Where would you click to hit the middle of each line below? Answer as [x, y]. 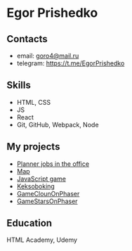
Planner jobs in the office [53, 164]
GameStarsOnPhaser [47, 201]
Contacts [27, 39]
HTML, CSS [33, 102]
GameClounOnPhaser [48, 193]
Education [29, 223]
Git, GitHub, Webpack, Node [58, 124]
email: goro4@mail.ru [48, 56]
